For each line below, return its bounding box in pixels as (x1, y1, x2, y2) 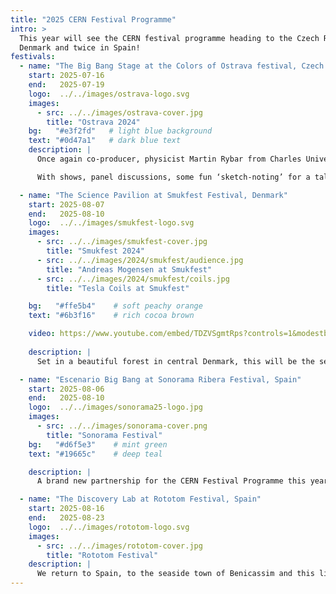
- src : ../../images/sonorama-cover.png (36, 421, 208, 431)
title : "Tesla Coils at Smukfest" (46, 283, 190, 293)
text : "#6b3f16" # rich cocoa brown (28, 311, 195, 321)
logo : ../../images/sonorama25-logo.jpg (28, 402, 203, 413)
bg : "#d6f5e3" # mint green (28, 439, 168, 450)
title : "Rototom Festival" (46, 550, 159, 560)
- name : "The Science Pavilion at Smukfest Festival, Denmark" (19, 190, 288, 200)
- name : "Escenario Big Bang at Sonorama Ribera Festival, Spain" (19, 374, 302, 385)
